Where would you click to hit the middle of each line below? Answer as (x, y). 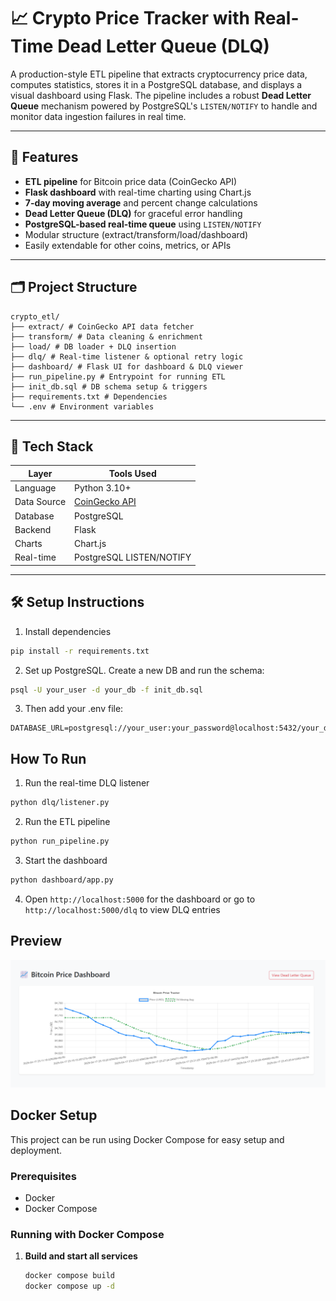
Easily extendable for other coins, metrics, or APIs (128, 245)
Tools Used (132, 473)
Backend (33, 529)
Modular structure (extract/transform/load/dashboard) (136, 234)
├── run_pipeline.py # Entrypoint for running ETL (118, 376)
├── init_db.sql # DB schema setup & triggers (109, 386)
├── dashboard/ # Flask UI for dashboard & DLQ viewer (127, 366)
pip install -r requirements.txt (80, 651)
